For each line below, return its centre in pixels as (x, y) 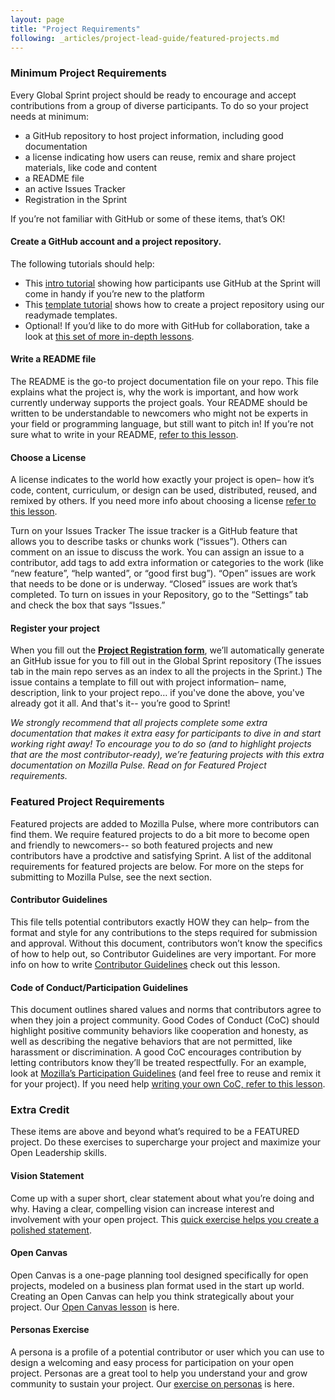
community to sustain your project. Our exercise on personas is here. (152, 1384)
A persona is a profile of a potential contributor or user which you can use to (167, 1352)
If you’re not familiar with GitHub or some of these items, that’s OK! (148, 218)
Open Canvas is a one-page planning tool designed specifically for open (159, 1275)
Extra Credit (40, 1110)
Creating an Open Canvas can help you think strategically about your (152, 1296)
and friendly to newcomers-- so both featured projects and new (141, 845)
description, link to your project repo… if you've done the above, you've (157, 693)
